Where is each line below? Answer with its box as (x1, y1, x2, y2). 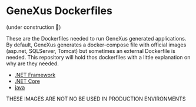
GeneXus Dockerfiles (6, 4, 113, 18)
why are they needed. (6, 60, 59, 67)
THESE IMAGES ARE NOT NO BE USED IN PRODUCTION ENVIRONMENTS (6, 95, 186, 102)
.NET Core (14, 78, 40, 85)
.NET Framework (14, 71, 56, 78)
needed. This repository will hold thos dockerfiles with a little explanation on (6, 53, 191, 61)
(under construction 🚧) (6, 24, 61, 31)
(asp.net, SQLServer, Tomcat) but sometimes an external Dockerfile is (6, 47, 175, 54)
